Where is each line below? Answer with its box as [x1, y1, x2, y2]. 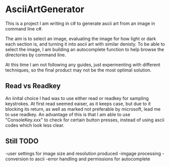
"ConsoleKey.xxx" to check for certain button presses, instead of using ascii [5, 117, 165, 123]
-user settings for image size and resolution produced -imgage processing [5, 150, 161, 156]
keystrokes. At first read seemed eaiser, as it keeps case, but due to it [5, 101, 151, 107]
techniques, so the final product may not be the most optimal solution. [5, 67, 152, 73]
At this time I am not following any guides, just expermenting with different [5, 61, 161, 68]
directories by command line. [5, 52, 66, 58]
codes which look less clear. [5, 122, 64, 128]
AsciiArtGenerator [5, 4, 85, 15]
